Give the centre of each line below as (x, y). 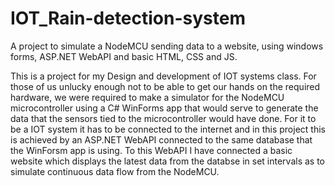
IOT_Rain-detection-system (128, 18)
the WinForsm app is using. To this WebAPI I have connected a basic (151, 150)
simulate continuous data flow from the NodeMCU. (115, 171)
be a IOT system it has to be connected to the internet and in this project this (168, 129)
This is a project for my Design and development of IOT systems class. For (163, 76)
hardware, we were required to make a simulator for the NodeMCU (147, 97)
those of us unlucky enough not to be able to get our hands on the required (165, 86)
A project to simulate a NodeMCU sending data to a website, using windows (167, 46)
